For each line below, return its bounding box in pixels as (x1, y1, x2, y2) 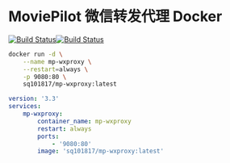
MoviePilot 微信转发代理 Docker (8, 7, 223, 26)
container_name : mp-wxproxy (37, 117, 132, 125)
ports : (37, 132, 60, 140)
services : (8, 102, 42, 111)
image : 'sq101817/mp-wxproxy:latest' (37, 147, 164, 156)
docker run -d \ (8, 50, 63, 58)
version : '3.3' (8, 94, 60, 103)
